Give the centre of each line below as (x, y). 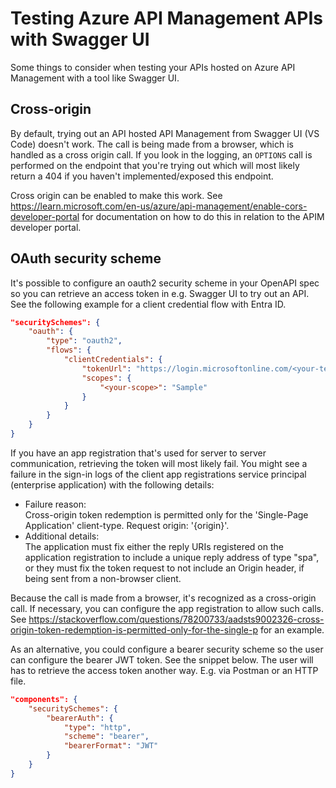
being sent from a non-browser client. (103, 578)
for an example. (292, 629)
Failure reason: (55, 504)
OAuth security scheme (86, 258)
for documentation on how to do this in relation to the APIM (203, 216)
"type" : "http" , (97, 727)
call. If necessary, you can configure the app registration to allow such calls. (167, 608)
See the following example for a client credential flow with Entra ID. (148, 304)
